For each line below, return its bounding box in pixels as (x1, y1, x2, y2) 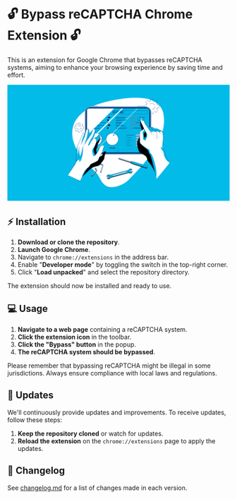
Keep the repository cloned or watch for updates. (17, 429, 164, 438)
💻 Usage (7, 303, 48, 315)
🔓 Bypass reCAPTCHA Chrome (7, 6, 193, 23)
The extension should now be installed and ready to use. (7, 282, 172, 290)
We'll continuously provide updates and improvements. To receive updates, (7, 408, 226, 416)
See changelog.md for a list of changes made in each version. (7, 483, 188, 492)
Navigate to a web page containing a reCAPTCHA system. (17, 325, 188, 333)
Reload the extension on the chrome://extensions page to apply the (17, 436, 216, 445)
